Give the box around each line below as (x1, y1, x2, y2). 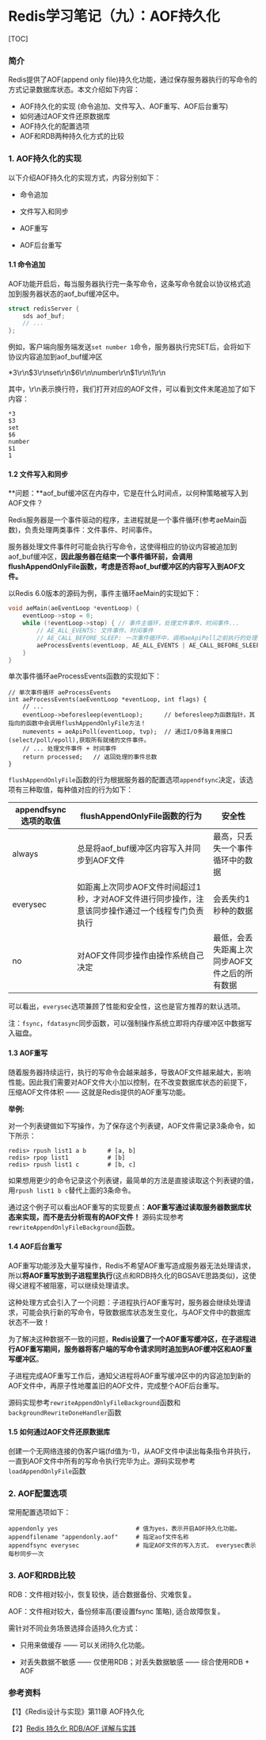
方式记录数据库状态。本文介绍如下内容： (8, 85, 140, 94)
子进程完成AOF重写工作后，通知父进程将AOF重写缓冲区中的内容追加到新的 (8, 1370, 252, 1381)
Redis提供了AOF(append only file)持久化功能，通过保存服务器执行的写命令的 (8, 75, 257, 84)
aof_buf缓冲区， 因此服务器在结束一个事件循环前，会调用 (8, 552, 193, 562)
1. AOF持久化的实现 (8, 153, 82, 164)
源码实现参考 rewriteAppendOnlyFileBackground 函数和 (8, 1397, 180, 1407)
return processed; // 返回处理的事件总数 (22, 753, 158, 762)
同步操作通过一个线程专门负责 (92, 905, 204, 916)
